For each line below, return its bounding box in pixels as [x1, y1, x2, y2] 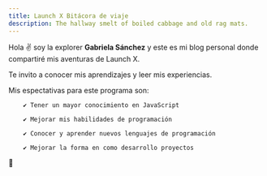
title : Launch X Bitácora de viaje [8, 11, 129, 20]
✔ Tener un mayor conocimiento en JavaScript [23, 101, 180, 109]
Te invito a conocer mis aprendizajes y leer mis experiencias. [8, 70, 213, 79]
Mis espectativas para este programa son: [8, 85, 149, 95]
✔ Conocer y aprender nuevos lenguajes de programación [23, 129, 217, 138]
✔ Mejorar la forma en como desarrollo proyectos [23, 144, 195, 152]
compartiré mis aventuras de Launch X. [8, 54, 140, 63]
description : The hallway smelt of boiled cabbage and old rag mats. [8, 19, 249, 28]
